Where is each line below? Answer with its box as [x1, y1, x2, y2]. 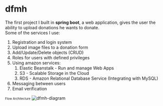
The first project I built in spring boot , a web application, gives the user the [5, 19, 156, 25]
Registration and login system [12, 39, 72, 45]
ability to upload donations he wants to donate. [5, 24, 100, 30]
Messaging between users [12, 80, 66, 86]
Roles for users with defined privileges [12, 54, 90, 60]
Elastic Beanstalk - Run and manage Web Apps [19, 65, 114, 71]
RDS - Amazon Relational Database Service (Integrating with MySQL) [19, 75, 159, 81]
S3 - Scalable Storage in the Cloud [19, 70, 89, 76]
